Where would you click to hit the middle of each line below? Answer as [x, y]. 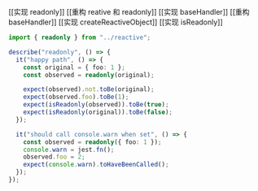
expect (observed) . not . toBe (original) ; [89, 89]
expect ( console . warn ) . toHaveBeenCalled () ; [96, 165]
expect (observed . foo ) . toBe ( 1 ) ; [76, 97]
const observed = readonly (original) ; [89, 75]
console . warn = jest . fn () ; [69, 150]
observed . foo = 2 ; [54, 157]
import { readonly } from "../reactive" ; [80, 37]
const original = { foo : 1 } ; [74, 67]
